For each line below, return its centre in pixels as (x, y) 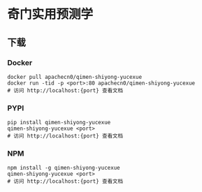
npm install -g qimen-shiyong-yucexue (64, 168)
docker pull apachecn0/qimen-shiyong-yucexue (74, 77)
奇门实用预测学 (50, 14)
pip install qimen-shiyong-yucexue (59, 123)
